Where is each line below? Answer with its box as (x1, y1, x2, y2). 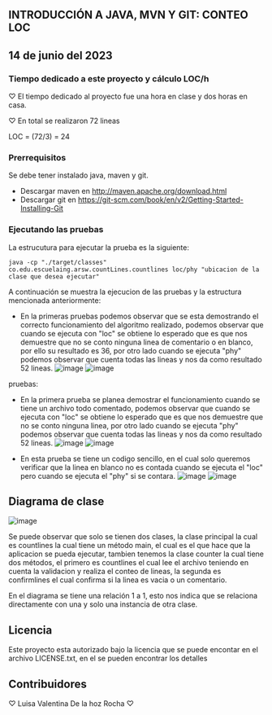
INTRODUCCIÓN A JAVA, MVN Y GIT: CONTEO (8, 8, 249, 22)
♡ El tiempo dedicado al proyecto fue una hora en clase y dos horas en (8, 91, 248, 102)
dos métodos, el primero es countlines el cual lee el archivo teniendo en (8, 558, 249, 568)
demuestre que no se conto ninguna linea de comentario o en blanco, (19, 337, 253, 347)
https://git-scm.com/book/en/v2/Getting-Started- (78, 195, 244, 204)
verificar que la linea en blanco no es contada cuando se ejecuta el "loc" (19, 462, 264, 472)
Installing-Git (19, 204, 63, 213)
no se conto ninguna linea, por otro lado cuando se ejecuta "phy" (19, 420, 239, 430)
